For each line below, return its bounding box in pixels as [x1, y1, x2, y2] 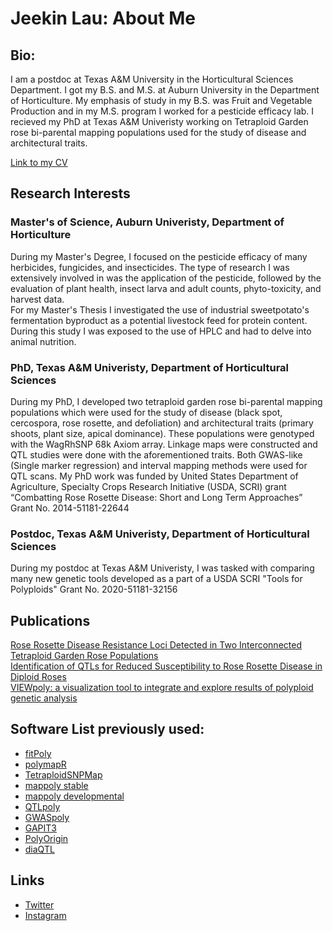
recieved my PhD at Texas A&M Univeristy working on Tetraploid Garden [10, 116, 309, 127]
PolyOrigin [24, 832, 69, 844]
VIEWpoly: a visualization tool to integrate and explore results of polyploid [10, 682, 314, 694]
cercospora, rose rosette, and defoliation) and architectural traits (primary [10, 417, 314, 429]
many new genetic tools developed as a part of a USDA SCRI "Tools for [10, 573, 303, 585]
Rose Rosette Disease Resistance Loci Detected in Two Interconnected [10, 639, 302, 651]
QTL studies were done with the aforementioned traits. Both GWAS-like [10, 448, 303, 461]
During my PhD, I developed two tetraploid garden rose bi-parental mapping [10, 395, 323, 407]
